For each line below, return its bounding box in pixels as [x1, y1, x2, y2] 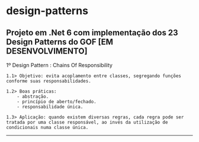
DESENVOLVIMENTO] [6, 46, 88, 56]
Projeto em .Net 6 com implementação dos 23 [6, 28, 179, 38]
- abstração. [17, 94, 49, 100]
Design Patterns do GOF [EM [6, 37, 114, 47]
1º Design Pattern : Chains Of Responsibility [6, 62, 113, 68]
